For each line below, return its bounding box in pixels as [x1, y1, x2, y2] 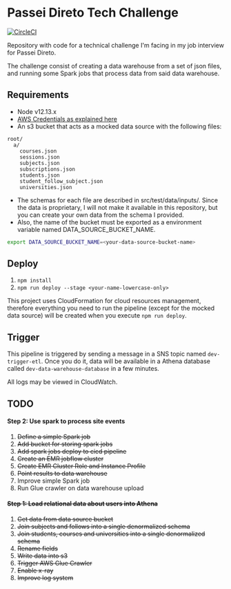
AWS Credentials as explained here [17, 115, 117, 123]
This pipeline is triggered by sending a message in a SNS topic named [7, 350, 206, 358]
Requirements [7, 89, 69, 101]
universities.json [19, 184, 72, 191]
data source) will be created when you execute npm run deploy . [7, 311, 188, 320]
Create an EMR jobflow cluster [17, 454, 104, 463]
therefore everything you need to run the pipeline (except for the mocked [7, 304, 215, 312]
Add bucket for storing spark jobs [17, 440, 113, 448]
